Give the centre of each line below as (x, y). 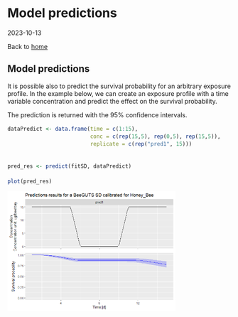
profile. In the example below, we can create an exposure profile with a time (118, 93)
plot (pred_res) (30, 181)
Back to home (28, 46)
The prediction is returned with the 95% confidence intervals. (97, 114)
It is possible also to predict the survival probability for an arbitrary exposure (119, 86)
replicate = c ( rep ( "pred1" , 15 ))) (141, 144)
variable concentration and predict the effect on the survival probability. (113, 101)
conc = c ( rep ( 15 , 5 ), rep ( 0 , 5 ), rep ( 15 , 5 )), (155, 136)
